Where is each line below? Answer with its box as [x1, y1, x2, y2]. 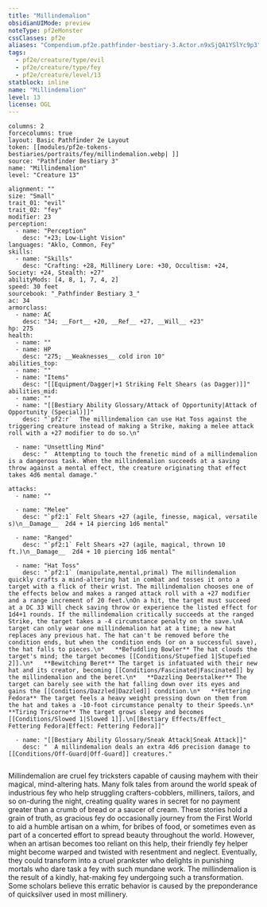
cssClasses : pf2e [8, 33, 66, 42]
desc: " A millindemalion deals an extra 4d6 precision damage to [22, 743, 250, 752]
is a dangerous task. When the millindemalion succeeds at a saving [8, 457, 240, 465]
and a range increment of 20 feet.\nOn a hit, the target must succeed [8, 597, 250, 605]
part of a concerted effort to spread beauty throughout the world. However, [8, 830, 255, 840]
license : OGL [8, 100, 52, 108]
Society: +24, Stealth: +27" [8, 269, 105, 277]
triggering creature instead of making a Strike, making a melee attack [8, 422, 254, 430]
